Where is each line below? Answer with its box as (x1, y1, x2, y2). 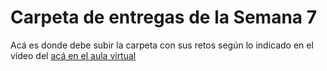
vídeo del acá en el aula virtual (10, 49, 137, 61)
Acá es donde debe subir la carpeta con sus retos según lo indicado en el (10, 39, 314, 51)
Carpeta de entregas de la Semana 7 (10, 6, 318, 29)
